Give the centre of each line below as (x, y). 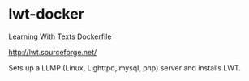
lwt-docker (47, 14)
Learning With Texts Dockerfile (60, 36)
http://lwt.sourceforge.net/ (53, 52)
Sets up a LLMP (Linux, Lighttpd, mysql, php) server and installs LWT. (125, 68)
